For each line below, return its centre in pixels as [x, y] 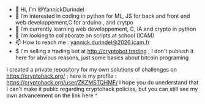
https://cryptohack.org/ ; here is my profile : [61, 76]
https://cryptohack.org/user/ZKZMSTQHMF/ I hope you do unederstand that [102, 82]
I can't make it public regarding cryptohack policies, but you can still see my [102, 89]
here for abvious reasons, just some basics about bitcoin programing [102, 58]
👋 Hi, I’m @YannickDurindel [50, 9]
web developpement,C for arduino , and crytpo [74, 22]
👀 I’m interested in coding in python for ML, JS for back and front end [102, 16]
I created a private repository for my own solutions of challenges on [92, 69]
